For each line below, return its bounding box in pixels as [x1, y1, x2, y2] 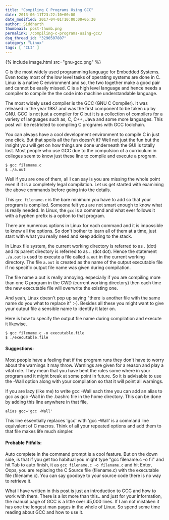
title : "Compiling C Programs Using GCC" [5, 7, 94, 13]
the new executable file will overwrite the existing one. [5, 285, 119, 291]
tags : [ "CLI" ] [5, 45, 39, 50]
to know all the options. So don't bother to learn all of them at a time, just [5, 228, 156, 234]
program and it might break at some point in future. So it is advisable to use [5, 373, 162, 379]
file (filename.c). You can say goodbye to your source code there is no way [5, 472, 161, 479]
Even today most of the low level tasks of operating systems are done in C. [5, 74, 161, 80]
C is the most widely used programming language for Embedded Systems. [5, 69, 160, 75]
